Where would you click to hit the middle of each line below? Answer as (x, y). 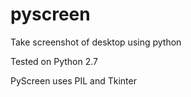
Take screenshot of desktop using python (96, 42)
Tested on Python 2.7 (54, 61)
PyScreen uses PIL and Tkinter (73, 80)
